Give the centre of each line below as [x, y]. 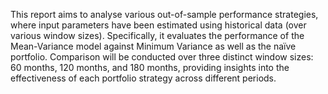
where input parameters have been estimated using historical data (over [158, 25]
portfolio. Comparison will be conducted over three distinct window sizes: [162, 57]
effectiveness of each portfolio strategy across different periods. [143, 78]
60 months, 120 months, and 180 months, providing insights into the [150, 67]
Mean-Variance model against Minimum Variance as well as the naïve [153, 46]
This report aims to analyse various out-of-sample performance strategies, [164, 14]
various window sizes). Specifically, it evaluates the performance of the [157, 35]
